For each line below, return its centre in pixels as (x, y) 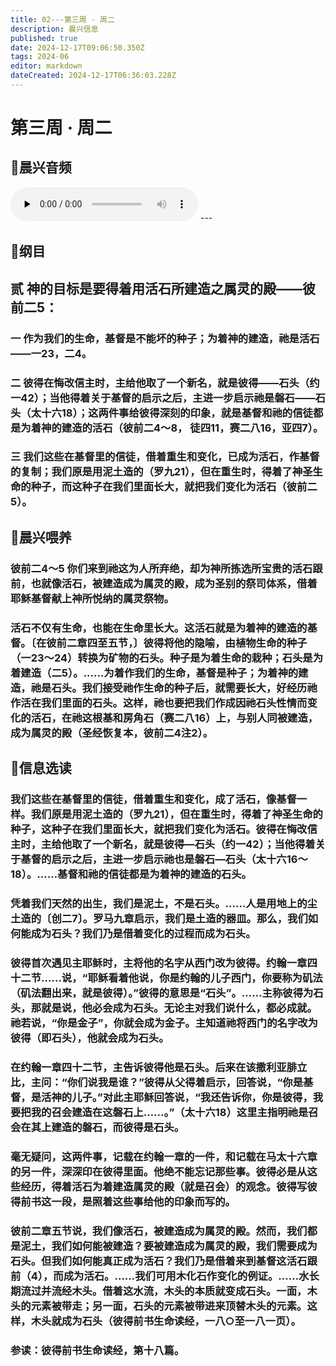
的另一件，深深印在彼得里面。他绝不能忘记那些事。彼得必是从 (159, 1171)
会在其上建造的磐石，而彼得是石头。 (97, 1127)
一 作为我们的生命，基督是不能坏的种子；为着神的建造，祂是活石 (165, 338)
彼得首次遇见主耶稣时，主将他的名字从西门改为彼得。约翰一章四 (164, 963)
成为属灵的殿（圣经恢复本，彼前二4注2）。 (112, 733)
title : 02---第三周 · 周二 (62, 19)
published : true (44, 38)
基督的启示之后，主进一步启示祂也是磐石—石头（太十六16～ (164, 859)
